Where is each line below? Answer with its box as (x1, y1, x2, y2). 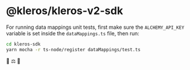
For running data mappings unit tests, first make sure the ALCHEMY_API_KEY (6, 24, 185, 31)
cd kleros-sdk (6, 41, 41, 47)
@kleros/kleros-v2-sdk (6, 4, 124, 18)
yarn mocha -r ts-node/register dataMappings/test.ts (6, 46, 141, 52)
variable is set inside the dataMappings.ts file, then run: (6, 29, 139, 36)
